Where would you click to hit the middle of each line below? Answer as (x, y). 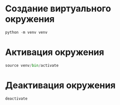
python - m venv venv (27, 32)
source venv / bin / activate (32, 65)
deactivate (16, 99)
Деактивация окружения (60, 85)
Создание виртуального (58, 9)
